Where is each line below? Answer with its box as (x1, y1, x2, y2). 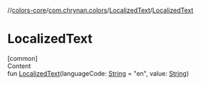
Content (7, 62, 31, 70)
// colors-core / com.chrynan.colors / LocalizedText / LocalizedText (7, 6, 194, 14)
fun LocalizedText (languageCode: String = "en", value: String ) (7, 69, 189, 77)
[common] (7, 54, 38, 62)
